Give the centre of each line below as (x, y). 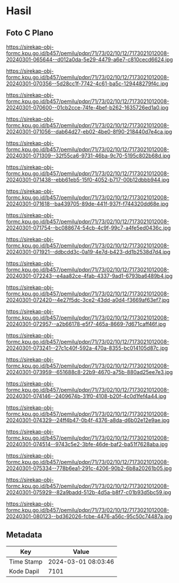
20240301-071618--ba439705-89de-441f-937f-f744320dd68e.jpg (87, 204)
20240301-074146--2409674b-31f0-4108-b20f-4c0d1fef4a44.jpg (86, 396)
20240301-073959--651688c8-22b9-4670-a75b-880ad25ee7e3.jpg (89, 372)
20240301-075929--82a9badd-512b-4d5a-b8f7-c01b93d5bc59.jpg (89, 492)
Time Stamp (26, 562)
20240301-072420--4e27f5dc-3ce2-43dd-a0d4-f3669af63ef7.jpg (88, 300)
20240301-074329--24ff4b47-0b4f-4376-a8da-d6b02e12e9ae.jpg (88, 420)
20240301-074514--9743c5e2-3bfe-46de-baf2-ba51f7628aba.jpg (87, 444)
